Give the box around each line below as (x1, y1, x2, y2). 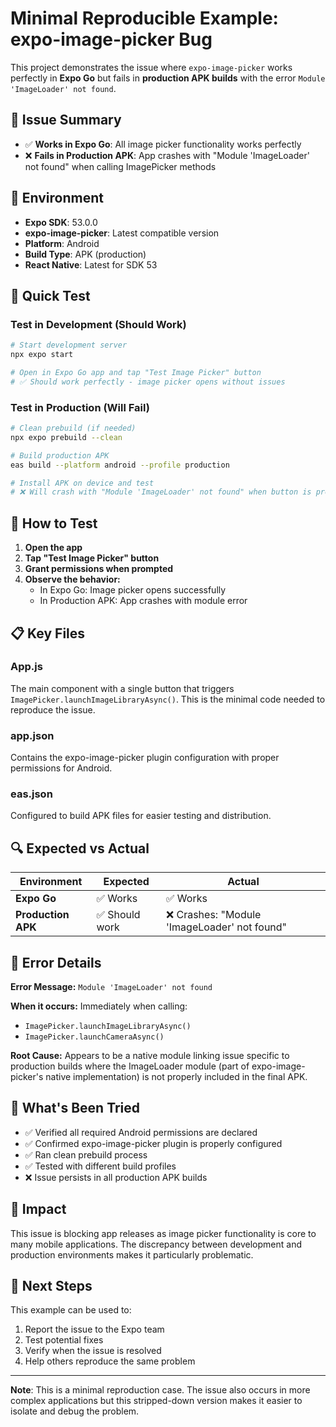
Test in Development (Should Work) (10, 317, 187, 331)
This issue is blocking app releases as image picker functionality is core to (10, 1227, 317, 1239)
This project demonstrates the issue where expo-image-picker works (10, 61, 293, 73)
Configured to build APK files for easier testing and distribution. (10, 810, 272, 822)
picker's (10, 1071, 44, 1083)
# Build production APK (10, 450, 110, 461)
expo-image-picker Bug (10, 28, 213, 51)
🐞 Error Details (10, 954, 102, 971)
